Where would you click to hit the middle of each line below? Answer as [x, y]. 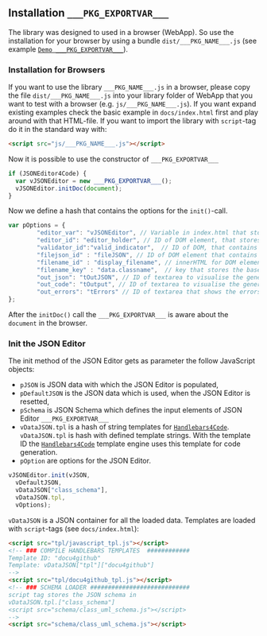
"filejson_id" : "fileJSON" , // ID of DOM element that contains [147, 255]
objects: [21, 370]
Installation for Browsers [57, 69]
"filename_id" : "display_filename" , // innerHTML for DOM [137, 262]
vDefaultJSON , [39, 483]
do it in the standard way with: [58, 130]
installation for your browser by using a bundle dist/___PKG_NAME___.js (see [132, 41]
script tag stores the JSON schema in [72, 595]
